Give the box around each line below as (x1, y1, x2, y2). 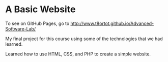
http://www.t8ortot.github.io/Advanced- (70, 20, 154, 26)
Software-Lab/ (5, 25, 36, 32)
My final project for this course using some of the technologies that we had (5, 36, 163, 42)
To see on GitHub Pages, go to (5, 20, 70, 26)
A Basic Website (5, 4, 76, 15)
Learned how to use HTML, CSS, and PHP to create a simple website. (5, 51, 151, 57)
